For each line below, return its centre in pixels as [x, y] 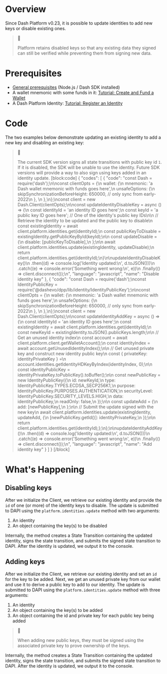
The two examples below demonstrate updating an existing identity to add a [83, 137]
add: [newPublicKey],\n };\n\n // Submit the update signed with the [85, 407]
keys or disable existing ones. [36, 28]
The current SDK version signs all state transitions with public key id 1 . [89, 162]
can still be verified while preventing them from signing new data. [84, 53]
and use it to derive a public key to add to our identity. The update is [75, 584]
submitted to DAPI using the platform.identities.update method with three [83, 590]
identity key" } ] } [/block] [43, 449]
